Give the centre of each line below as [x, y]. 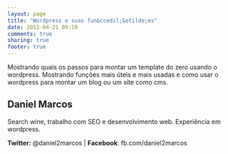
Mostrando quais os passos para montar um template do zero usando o [112, 67]
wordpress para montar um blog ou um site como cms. [88, 82]
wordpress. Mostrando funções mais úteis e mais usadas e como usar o [113, 75]
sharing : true [28, 40]
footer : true [27, 47]
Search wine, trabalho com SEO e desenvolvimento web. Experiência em [114, 121]
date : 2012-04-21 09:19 [43, 27]
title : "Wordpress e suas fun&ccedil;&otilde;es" [83, 21]
